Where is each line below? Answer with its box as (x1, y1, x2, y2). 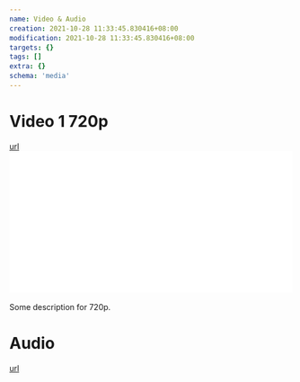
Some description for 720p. (9, 301, 111, 312)
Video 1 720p (9, 111, 109, 132)
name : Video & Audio (9, 14, 87, 23)
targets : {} (9, 43, 54, 52)
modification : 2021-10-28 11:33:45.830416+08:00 (9, 33, 195, 42)
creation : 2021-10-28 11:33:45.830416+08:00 (9, 23, 179, 33)
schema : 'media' (9, 72, 70, 81)
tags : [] (9, 52, 42, 62)
